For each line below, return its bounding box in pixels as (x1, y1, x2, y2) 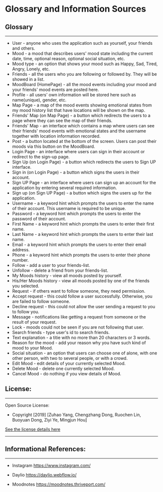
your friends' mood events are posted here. (12, 87, 99, 92)
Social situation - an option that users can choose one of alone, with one (12, 350, 158, 356)
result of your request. (12, 319, 57, 325)
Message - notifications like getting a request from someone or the (12, 314, 147, 319)
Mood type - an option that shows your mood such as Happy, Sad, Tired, (12, 61, 158, 67)
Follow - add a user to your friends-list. (12, 263, 91, 268)
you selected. (12, 283, 40, 289)
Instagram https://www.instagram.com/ (12, 462, 91, 468)
